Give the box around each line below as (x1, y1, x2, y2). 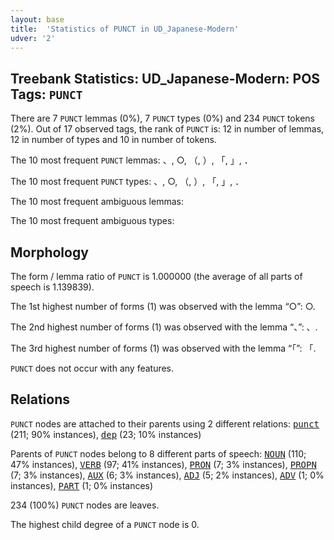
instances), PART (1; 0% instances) (10, 479, 154, 491)
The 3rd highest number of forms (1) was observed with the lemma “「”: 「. (10, 342, 317, 354)
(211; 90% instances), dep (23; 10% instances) (10, 428, 202, 440)
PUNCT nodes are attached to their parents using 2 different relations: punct (10, 417, 320, 430)
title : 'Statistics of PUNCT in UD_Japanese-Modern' (10, 24, 240, 34)
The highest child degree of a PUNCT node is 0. (10, 518, 200, 530)
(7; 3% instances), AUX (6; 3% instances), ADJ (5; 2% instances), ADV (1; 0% (10, 469, 325, 481)
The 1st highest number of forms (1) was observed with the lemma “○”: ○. (10, 301, 316, 312)
